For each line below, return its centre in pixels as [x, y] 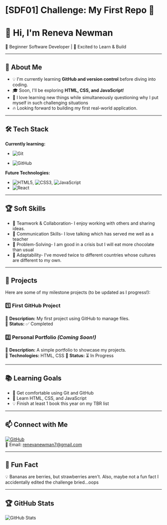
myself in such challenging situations [50, 103]
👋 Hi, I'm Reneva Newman [59, 33]
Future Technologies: [28, 173]
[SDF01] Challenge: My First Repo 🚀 [80, 10]
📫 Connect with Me [37, 425]
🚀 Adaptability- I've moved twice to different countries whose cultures [84, 255]
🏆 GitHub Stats [30, 503]
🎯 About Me [24, 67]
